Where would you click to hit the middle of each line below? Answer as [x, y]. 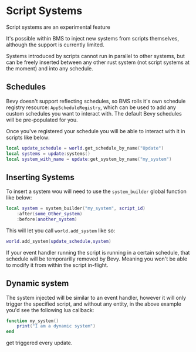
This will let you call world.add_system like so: [61, 231]
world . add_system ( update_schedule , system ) [59, 241]
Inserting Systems [40, 177]
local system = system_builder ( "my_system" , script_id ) [76, 209]
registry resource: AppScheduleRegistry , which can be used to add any [91, 107]
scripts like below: [28, 137]
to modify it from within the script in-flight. [57, 265]
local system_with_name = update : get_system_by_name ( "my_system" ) [89, 159]
